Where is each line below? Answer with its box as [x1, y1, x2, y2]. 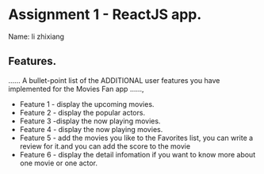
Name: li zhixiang [8, 32, 65, 41]
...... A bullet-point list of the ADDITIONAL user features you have [8, 75, 220, 85]
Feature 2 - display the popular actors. [19, 108, 145, 117]
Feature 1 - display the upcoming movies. [19, 99, 155, 108]
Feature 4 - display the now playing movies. [19, 124, 163, 134]
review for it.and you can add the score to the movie [19, 141, 191, 151]
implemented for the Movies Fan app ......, [8, 84, 144, 93]
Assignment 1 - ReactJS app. [8, 6, 202, 24]
